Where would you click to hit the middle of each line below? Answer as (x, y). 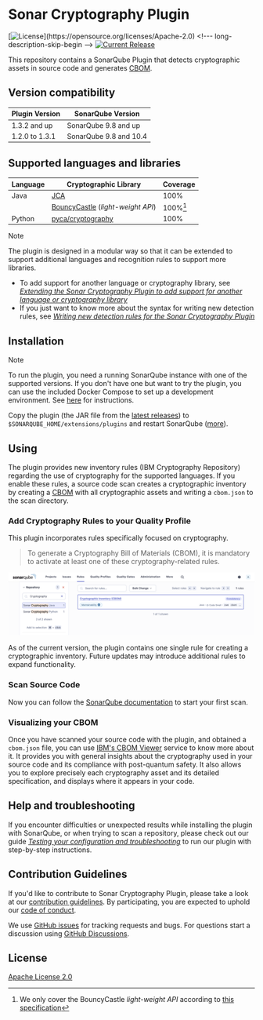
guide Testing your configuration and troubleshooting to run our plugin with (130, 841)
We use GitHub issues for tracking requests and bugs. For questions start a (129, 925)
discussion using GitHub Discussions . (69, 933)
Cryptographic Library (104, 184)
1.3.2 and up (32, 125)
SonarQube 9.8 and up (104, 125)
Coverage (179, 184)
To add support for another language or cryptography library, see (125, 283)
